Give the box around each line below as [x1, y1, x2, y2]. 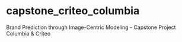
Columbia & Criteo [6, 30, 51, 37]
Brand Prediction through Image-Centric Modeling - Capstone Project [6, 24, 176, 31]
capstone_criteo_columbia [6, 4, 140, 18]
